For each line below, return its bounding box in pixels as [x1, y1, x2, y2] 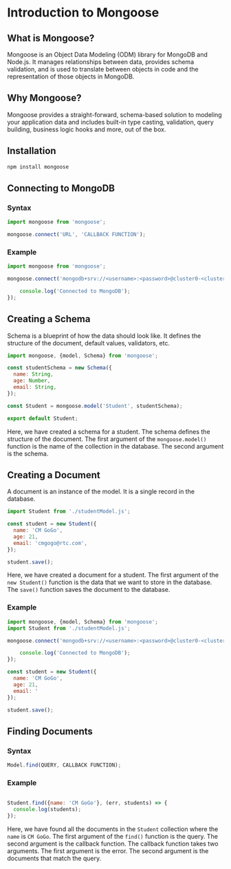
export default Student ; [7, 415, 78, 422]
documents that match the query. [7, 854, 102, 862]
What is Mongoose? [7, 32, 95, 44]
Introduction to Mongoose [7, 5, 159, 21]
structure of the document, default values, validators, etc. [7, 339, 170, 347]
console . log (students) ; [13, 806, 81, 813]
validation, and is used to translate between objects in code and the [7, 65, 199, 73]
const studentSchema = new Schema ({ [7, 365, 112, 372]
